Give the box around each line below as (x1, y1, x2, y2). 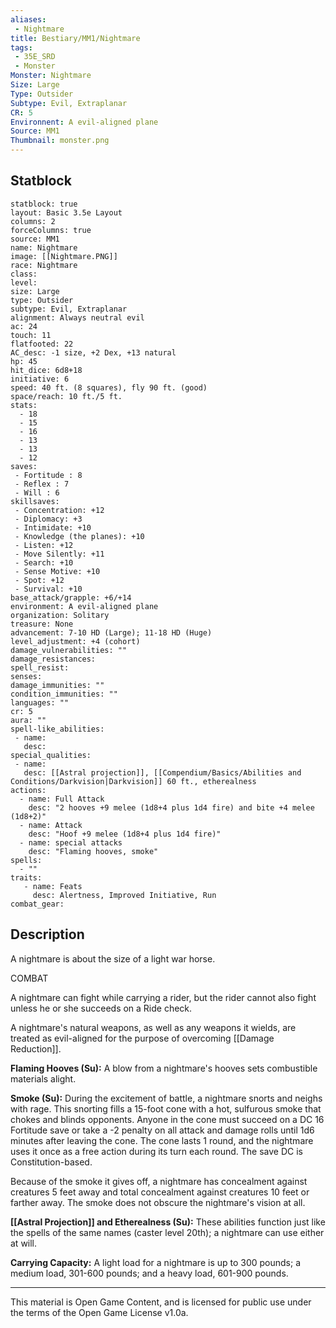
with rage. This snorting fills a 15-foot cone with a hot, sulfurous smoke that (10, 1102, 322, 1115)
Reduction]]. (10, 1042, 62, 1055)
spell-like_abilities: (10, 724, 105, 734)
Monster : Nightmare (10, 71, 92, 81)
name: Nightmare (10, 242, 78, 253)
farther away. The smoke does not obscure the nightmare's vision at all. (10, 1196, 306, 1208)
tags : (10, 42, 33, 53)
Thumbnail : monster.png (10, 136, 110, 146)
